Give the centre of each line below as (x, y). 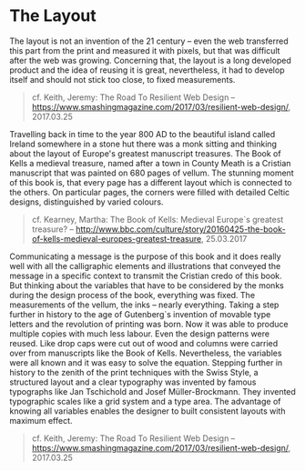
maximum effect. (41, 420)
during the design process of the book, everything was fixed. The (132, 295)
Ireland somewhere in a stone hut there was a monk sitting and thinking (143, 144)
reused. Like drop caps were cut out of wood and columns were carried (144, 343)
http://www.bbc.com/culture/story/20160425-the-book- (181, 229)
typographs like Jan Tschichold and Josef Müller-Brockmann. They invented (152, 391)
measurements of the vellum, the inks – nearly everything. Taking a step (144, 305)
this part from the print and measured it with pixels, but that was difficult (145, 50)
